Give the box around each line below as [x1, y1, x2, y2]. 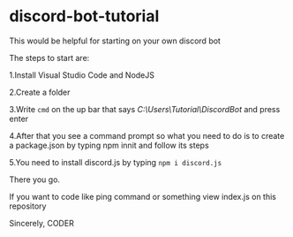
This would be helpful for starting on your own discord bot [9, 35, 221, 46]
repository [9, 201, 47, 211]
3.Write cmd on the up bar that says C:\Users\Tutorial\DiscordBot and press [9, 103, 281, 114]
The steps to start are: [9, 52, 90, 63]
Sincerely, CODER [9, 218, 75, 228]
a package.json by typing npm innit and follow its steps [9, 140, 209, 150]
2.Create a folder [9, 87, 71, 97]
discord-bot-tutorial [9, 6, 160, 27]
